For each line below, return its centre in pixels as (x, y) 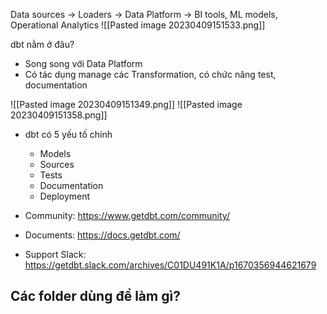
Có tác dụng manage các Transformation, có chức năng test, (150, 74)
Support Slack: (55, 254)
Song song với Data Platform (83, 63)
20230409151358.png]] (59, 115)
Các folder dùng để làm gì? (95, 296)
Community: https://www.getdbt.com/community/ (127, 215)
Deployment (65, 196)
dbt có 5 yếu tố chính (68, 134)
